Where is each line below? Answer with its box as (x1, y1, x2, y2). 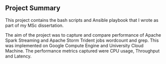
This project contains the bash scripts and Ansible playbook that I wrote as (5, 17, 159, 23)
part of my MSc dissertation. (5, 22, 64, 28)
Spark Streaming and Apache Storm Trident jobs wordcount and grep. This (5, 37, 159, 43)
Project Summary (5, 4, 61, 12)
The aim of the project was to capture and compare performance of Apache (5, 32, 161, 38)
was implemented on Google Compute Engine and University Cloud (5, 42, 144, 49)
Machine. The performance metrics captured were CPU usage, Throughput (5, 48, 160, 54)
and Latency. (5, 53, 32, 59)
